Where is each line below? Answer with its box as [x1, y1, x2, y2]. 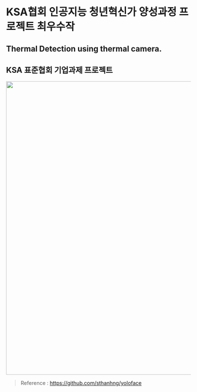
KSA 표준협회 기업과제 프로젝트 [6, 65, 113, 75]
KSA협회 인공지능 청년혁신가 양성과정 [6, 5, 177, 19]
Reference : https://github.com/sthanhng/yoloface [20, 380, 142, 387]
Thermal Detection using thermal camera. [6, 43, 162, 53]
